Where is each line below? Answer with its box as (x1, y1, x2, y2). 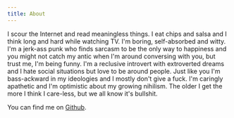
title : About (7, 10, 46, 18)
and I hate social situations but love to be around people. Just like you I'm (7, 67, 221, 75)
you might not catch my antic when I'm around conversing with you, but (7, 52, 216, 60)
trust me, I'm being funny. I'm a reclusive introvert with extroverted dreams (7, 59, 224, 67)
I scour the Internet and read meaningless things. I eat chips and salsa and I (7, 29, 227, 38)
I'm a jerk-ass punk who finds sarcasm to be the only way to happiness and (7, 44, 227, 53)
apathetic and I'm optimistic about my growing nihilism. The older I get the (7, 81, 223, 90)
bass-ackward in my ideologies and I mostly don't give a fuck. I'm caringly (7, 74, 223, 83)
